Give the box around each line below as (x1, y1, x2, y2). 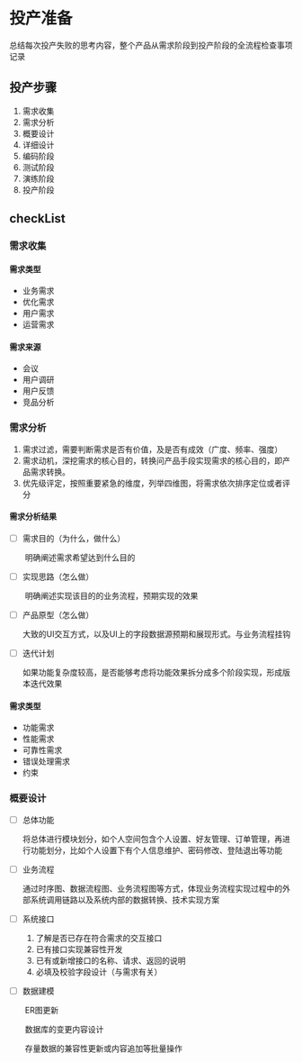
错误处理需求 (22, 756, 70, 767)
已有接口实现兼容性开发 (35, 943, 123, 955)
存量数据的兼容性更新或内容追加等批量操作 (24, 1042, 182, 1054)
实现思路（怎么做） (22, 571, 94, 582)
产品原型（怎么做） (22, 610, 94, 621)
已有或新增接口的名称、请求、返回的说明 (35, 955, 186, 966)
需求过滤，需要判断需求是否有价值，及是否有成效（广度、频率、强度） (22, 443, 283, 455)
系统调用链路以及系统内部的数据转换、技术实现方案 (30, 894, 220, 905)
